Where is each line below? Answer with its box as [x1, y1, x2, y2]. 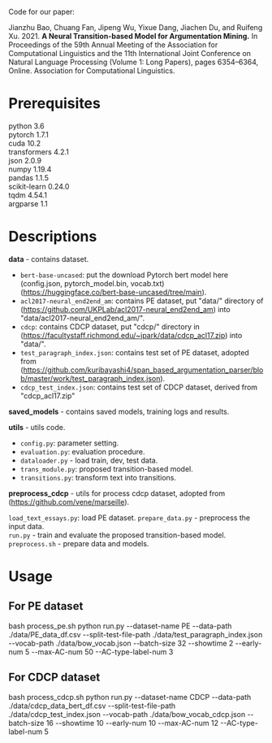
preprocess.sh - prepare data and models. [8, 538, 149, 548]
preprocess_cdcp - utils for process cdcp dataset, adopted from [8, 488, 226, 498]
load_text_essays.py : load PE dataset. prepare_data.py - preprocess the [8, 512, 251, 523]
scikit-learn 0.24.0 [8, 181, 70, 191]
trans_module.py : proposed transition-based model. [19, 463, 193, 474]
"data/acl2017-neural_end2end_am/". [19, 313, 145, 323]
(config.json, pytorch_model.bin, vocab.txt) [19, 278, 165, 288]
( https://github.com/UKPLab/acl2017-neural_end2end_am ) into [19, 304, 231, 314]
